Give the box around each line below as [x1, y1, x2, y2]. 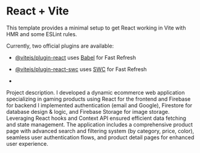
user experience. [6, 140, 48, 147]
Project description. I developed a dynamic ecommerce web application [6, 89, 185, 96]
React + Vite [6, 4, 69, 18]
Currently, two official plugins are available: [6, 42, 114, 49]
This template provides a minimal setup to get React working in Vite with [6, 24, 186, 31]
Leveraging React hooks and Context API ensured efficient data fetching [6, 114, 186, 122]
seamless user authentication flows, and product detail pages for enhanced [6, 134, 195, 141]
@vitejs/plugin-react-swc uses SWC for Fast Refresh [15, 65, 147, 73]
